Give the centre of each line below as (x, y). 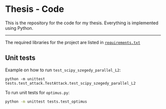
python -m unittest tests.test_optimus (46, 102)
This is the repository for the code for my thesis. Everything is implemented (82, 23)
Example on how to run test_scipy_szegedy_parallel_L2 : (63, 70)
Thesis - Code (35, 9)
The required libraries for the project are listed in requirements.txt (73, 42)
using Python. (19, 28)
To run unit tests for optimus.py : (38, 92)
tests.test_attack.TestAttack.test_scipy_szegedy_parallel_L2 (70, 83)
